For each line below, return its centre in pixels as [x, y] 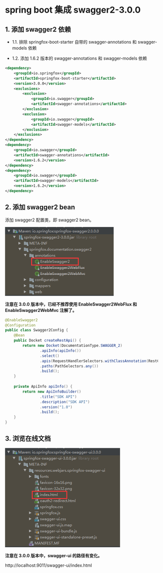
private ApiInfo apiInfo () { [43, 387]
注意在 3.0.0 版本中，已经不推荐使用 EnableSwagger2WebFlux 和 [71, 304]
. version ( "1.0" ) [56, 407]
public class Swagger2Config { [37, 330]
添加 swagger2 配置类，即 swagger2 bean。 [49, 220]
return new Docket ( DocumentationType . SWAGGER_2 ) [73, 346]
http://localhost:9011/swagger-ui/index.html [49, 565]
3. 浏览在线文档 [28, 439]
